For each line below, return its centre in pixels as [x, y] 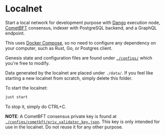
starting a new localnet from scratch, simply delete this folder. [69, 78]
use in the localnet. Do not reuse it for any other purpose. [64, 127]
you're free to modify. [27, 63]
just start [16, 97]
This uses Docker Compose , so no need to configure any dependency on [80, 42]
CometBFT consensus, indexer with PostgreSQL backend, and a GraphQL [81, 27]
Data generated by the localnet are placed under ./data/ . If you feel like [79, 72]
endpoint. [15, 33]
